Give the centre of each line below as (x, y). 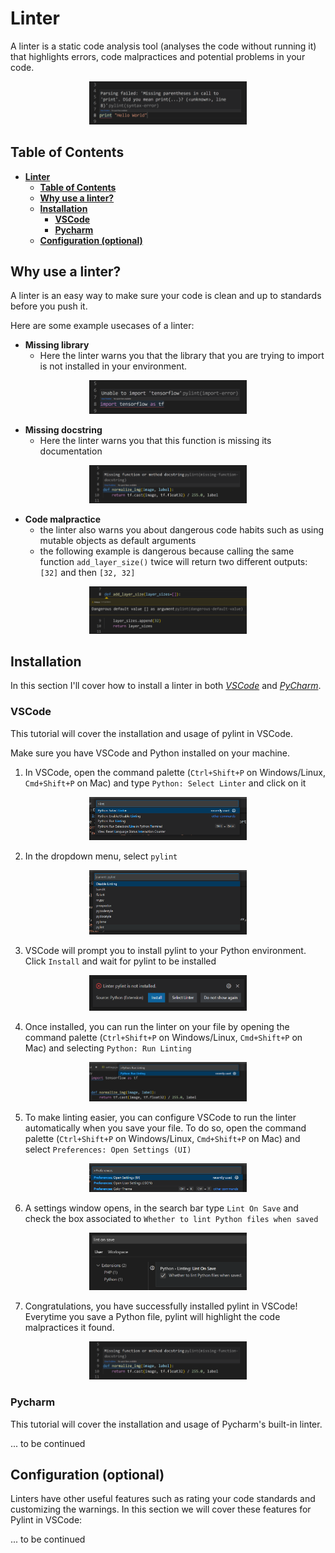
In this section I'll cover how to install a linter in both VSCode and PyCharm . (166, 686)
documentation (71, 451)
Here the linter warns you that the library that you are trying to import (182, 356)
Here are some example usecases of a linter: (102, 326)
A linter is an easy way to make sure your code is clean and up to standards (166, 296)
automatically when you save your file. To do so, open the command (165, 1128)
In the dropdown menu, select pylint (101, 856)
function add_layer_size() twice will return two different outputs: (173, 561)
